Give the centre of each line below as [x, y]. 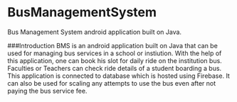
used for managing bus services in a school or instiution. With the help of [115, 53]
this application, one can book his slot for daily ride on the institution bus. [115, 60]
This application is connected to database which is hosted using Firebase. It [118, 76]
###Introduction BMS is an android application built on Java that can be [113, 45]
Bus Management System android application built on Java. [95, 32]
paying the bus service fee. [47, 91]
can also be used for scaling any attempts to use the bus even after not [112, 83]
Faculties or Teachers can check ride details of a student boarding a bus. [115, 68]
